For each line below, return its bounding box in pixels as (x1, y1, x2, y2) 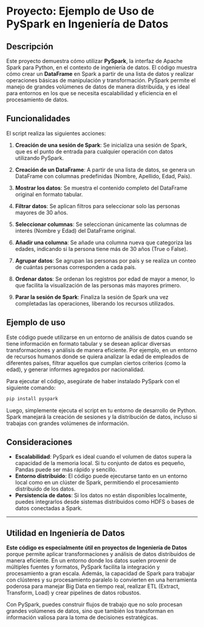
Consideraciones (6, 437, 73, 447)
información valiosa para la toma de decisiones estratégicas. (6, 614, 158, 621)
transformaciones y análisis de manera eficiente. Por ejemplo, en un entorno (6, 346, 197, 354)
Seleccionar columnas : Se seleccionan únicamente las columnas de (15, 220, 187, 228)
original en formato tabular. (15, 190, 83, 198)
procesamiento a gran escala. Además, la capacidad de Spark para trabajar (6, 570, 195, 577)
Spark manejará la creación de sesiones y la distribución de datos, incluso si (6, 413, 197, 420)
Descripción (6, 41, 53, 52)
